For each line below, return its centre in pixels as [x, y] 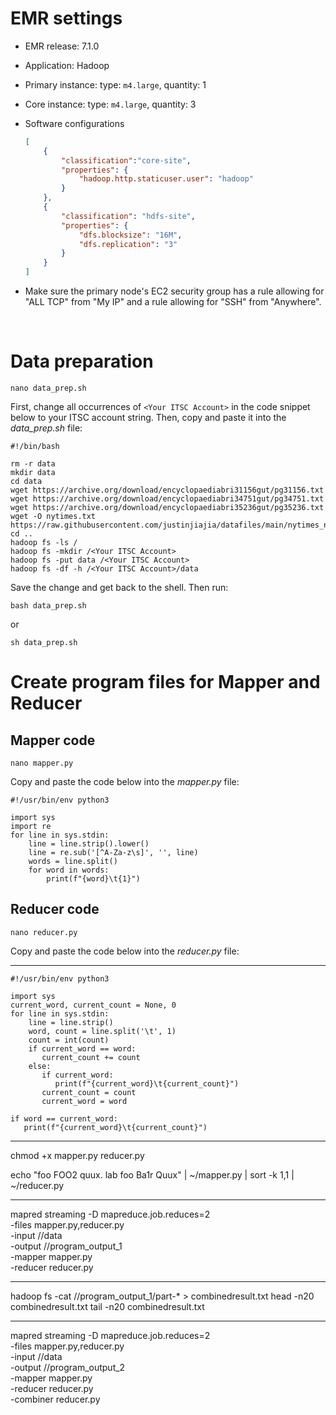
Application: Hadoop [67, 65]
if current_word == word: [82, 1048]
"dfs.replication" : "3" [128, 244]
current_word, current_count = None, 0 [93, 1005]
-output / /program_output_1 [66, 1246]
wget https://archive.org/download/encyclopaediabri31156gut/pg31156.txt [167, 490]
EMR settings [66, 18]
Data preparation [82, 361]
